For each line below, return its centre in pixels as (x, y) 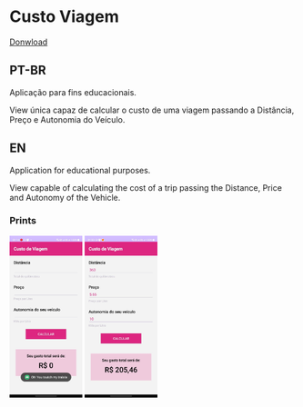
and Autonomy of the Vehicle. (65, 197)
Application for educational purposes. (80, 170)
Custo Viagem (65, 17)
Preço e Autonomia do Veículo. (67, 119)
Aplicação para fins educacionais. (73, 92)
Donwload (29, 42)
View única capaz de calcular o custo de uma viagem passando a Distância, (152, 110)
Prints (23, 221)
